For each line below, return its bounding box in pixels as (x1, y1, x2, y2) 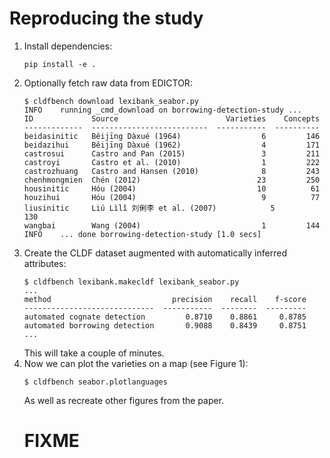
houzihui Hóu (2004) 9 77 (23, 192, 321, 202)
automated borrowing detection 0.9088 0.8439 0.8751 (23, 320, 307, 331)
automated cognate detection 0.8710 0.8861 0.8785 (23, 312, 307, 322)
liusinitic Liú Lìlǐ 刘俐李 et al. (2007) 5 (23, 203, 276, 213)
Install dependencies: (23, 40, 113, 52)
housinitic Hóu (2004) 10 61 (23, 183, 321, 194)
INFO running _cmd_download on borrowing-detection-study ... (23, 105, 302, 115)
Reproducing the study (9, 7, 204, 30)
